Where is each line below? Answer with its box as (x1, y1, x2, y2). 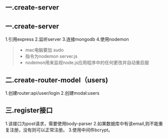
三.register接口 (5, 106, 53, 115)
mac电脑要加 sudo (25, 47, 64, 53)
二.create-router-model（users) (5, 76, 108, 84)
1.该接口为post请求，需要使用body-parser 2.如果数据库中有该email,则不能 (5, 120, 159, 126)
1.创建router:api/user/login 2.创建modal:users (5, 90, 100, 96)
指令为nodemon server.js (25, 53, 77, 59)
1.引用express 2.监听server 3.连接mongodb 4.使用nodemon (5, 36, 129, 42)
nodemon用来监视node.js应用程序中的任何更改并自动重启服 (25, 59, 149, 65)
